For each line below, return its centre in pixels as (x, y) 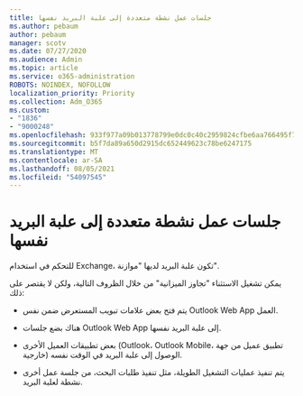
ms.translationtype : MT (54, 152)
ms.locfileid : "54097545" (58, 177)
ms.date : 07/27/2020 (48, 51)
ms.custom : (30, 110)
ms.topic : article (44, 69)
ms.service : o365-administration (72, 77)
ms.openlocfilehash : (48, 135)
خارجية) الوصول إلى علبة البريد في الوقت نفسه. (102, 355)
